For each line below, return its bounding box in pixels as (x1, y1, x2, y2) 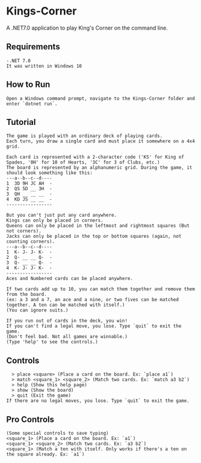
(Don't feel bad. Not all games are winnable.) (6, 334, 128, 340)
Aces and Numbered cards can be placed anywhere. (6, 276, 134, 282)
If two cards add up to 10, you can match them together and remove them (6, 286, 196, 292)
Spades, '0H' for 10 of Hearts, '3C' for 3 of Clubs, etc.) (6, 159, 161, 165)
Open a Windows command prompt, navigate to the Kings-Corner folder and (6, 95, 196, 101)
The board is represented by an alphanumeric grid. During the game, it (6, 165, 193, 171)
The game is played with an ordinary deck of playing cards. (6, 133, 163, 139)
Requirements (6, 42, 60, 52)
